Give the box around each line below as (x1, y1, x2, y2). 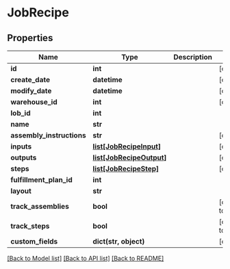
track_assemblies (10, 202, 70, 211)
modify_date (10, 86, 52, 95)
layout (10, 186, 32, 196)
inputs (10, 142, 32, 151)
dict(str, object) (92, 237, 145, 246)
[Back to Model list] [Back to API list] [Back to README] (7, 255, 164, 262)
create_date (10, 75, 50, 84)
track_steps (10, 221, 50, 231)
